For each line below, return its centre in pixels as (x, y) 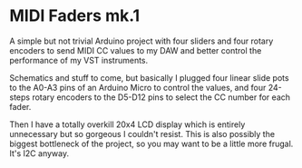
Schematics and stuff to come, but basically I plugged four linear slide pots (149, 77)
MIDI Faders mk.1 (75, 16)
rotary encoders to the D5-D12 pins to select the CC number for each (161, 97)
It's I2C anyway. (39, 153)
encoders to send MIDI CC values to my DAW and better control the (136, 50)
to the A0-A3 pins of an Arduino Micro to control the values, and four (138, 87)
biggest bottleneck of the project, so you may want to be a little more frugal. (151, 143)
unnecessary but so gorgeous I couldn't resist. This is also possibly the (142, 133)
